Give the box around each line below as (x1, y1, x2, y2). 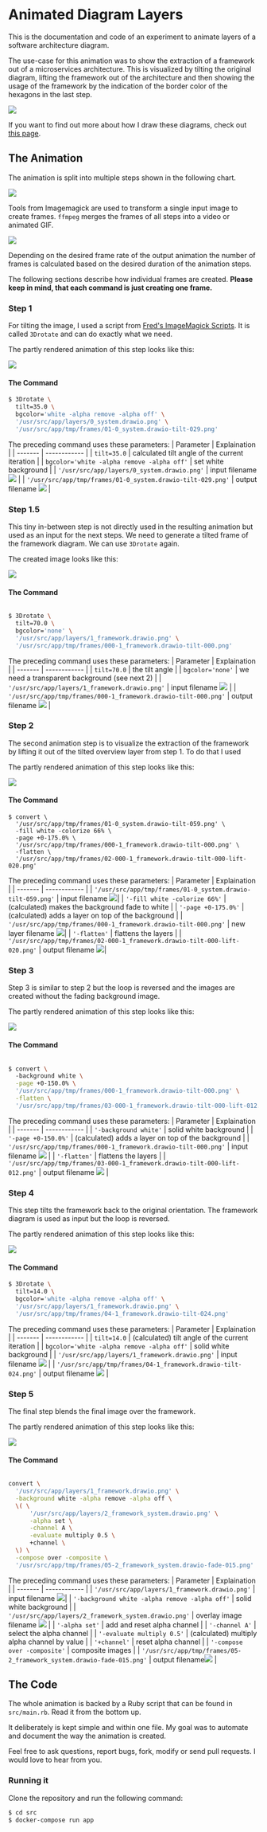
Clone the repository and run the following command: (8, 1793, 184, 1803)
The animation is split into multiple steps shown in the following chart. (8, 173, 237, 182)
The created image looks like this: (8, 554, 119, 563)
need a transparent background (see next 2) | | (8, 673, 161, 683)
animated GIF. (8, 220, 54, 229)
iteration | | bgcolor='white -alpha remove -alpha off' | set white (8, 456, 224, 466)
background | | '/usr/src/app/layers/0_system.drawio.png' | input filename (8, 464, 257, 475)
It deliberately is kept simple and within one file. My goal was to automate (8, 1723, 249, 1732)
